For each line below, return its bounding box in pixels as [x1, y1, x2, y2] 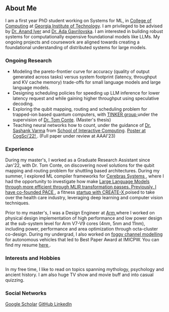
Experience [5, 146, 34, 153]
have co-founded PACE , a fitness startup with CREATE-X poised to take [5, 189, 155, 195]
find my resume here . [5, 242, 51, 248]
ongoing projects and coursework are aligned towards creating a [5, 39, 140, 45]
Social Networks [5, 289, 47, 296]
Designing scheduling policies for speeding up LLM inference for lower [12, 90, 160, 96]
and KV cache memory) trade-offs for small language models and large [12, 79, 161, 85]
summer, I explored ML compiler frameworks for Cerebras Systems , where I [5, 173, 164, 179]
